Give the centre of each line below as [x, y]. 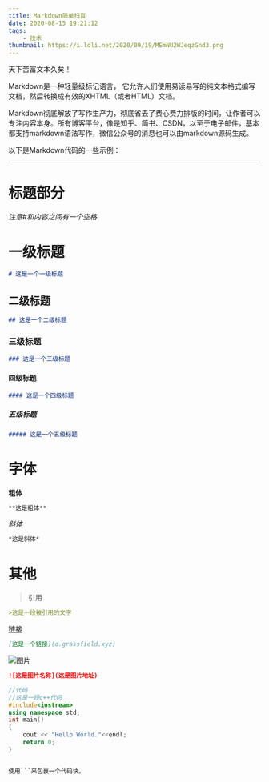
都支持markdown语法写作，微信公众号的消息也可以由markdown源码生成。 [131, 134]
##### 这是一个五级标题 [43, 434]
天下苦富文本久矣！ [40, 70]
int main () [26, 720]
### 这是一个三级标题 [39, 359]
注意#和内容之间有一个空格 [53, 217]
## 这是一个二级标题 [38, 320]
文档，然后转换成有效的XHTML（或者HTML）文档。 [94, 96]
